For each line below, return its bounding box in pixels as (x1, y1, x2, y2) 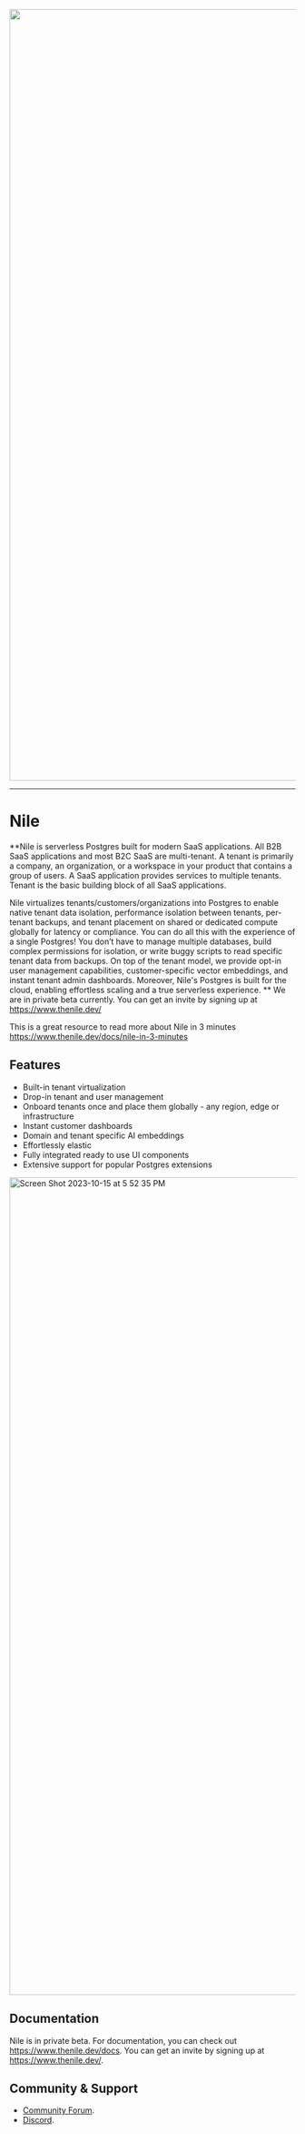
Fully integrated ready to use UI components (22, 1149, 190, 1160)
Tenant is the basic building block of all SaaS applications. (9, 879, 227, 890)
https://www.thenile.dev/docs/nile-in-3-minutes (9, 1031, 189, 1042)
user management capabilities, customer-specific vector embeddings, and (9, 965, 289, 976)
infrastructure (22, 1111, 74, 1122)
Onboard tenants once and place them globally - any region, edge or (22, 1101, 280, 1112)
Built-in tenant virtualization (22, 1082, 126, 1092)
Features (9, 1057, 61, 1073)
